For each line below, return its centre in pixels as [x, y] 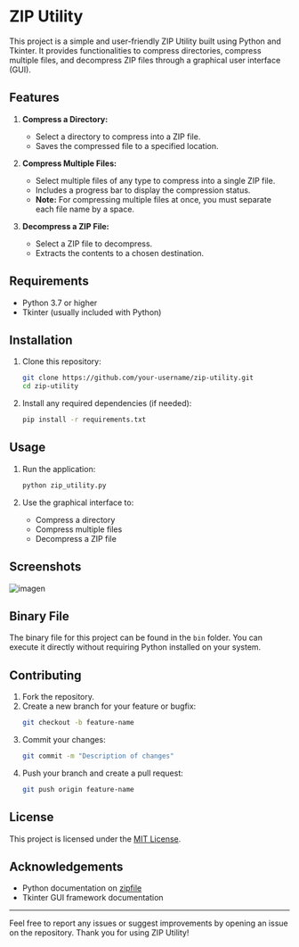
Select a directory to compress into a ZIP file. [118, 137]
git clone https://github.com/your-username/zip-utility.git [138, 378]
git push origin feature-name [78, 789]
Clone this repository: [61, 361]
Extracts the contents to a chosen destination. [120, 253]
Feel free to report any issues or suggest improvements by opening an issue [149, 923]
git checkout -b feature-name [78, 723]
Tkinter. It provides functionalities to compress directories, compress [135, 50]
